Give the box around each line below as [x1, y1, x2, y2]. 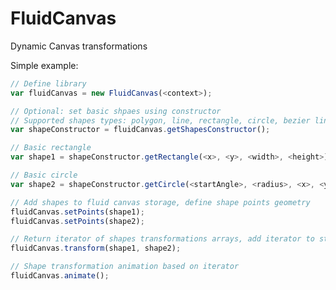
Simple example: [10, 59, 79, 71]
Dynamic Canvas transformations [10, 40, 148, 52]
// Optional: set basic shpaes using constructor [10, 106, 222, 116]
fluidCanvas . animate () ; [10, 271, 110, 281]
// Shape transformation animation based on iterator [10, 262, 240, 272]
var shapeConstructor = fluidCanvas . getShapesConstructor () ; [10, 125, 271, 135]
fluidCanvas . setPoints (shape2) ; [10, 216, 145, 226]
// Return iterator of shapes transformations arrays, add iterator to [10, 234, 315, 244]
